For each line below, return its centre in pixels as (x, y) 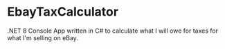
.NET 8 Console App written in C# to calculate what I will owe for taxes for (112, 31)
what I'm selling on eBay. (43, 37)
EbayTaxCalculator (63, 12)
